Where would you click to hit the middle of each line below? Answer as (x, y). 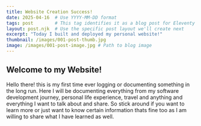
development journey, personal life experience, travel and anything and (94, 97)
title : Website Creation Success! (50, 12)
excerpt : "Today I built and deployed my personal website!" (85, 34)
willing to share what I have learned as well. (60, 116)
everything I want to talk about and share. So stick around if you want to (95, 104)
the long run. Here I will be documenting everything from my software (93, 90)
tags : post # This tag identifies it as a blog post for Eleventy (101, 23)
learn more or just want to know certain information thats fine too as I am (96, 110)
